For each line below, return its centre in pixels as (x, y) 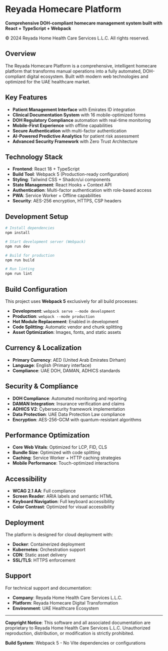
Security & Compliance (42, 386)
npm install (17, 233)
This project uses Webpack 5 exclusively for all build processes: (71, 301)
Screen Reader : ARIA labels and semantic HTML (62, 496)
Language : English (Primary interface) (52, 365)
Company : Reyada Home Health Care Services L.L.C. (67, 598)
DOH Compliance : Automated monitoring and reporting (69, 398)
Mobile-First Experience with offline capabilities (62, 125)
